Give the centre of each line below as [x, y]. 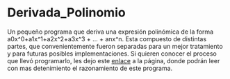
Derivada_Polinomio [67, 13]
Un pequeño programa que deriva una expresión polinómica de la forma [110, 32]
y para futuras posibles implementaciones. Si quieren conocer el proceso [112, 54]
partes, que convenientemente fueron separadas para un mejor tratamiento [115, 46]
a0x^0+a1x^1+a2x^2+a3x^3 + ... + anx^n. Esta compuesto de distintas [107, 38]
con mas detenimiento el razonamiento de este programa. [90, 68]
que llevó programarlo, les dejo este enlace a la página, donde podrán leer [114, 60]
